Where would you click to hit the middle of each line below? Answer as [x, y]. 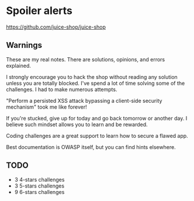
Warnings [24, 45]
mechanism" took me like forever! [46, 107]
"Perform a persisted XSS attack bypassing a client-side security [84, 100]
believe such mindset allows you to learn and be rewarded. [77, 124]
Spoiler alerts [39, 11]
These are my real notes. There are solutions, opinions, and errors [86, 59]
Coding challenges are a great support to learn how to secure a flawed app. [97, 136]
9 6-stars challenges [39, 192]
